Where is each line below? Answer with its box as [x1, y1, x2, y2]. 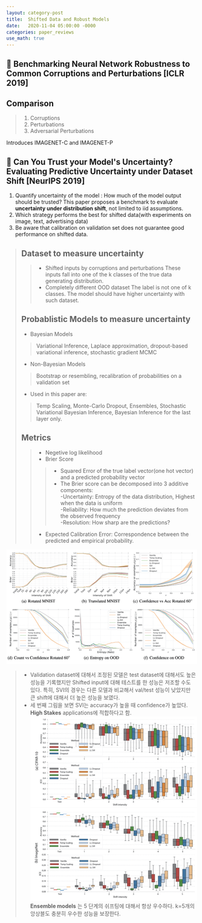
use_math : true [6, 35, 45, 42]
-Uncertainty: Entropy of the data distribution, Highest [60, 493, 195, 500]
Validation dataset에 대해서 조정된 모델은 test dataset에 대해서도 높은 [30, 671, 197, 679]
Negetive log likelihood [45, 448, 103, 456]
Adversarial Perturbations [30, 128, 94, 135]
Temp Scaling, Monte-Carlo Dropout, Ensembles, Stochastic [36, 402, 186, 410]
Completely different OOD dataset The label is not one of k [45, 283, 192, 291]
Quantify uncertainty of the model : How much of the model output [15, 192, 181, 199]
